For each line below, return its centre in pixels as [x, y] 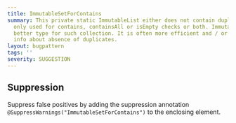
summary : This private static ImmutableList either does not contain [111, 20]
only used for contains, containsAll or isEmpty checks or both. [111, 27]
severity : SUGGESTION [39, 59]
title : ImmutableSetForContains [54, 14]
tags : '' [20, 53]
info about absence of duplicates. [66, 40]
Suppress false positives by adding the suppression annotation [98, 104]
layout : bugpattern [36, 46]
